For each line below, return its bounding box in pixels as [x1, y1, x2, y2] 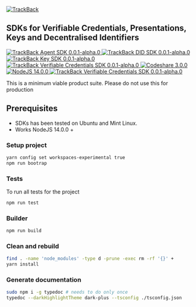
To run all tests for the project [6, 188, 80, 195]
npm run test [6, 200, 39, 206]
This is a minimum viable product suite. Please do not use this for [6, 79, 168, 87]
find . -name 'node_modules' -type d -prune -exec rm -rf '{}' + [6, 256, 174, 262]
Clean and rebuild [6, 242, 59, 250]
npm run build [6, 228, 42, 234]
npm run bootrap [6, 160, 47, 166]
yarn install [6, 261, 39, 268]
